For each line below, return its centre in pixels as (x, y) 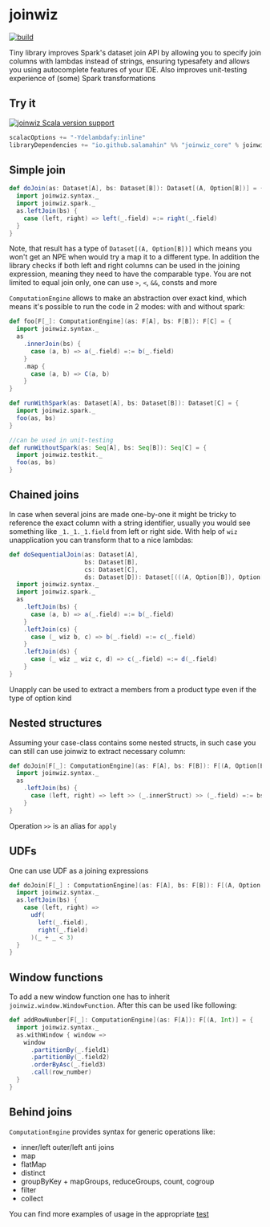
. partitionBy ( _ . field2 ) (70, 1058)
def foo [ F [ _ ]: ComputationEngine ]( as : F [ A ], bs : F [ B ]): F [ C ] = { (121, 322)
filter (28, 1189)
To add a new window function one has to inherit (90, 997)
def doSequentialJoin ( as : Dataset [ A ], (74, 554)
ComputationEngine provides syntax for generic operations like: (112, 1131)
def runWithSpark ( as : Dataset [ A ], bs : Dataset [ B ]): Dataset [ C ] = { (124, 403)
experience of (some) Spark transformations (83, 78)
